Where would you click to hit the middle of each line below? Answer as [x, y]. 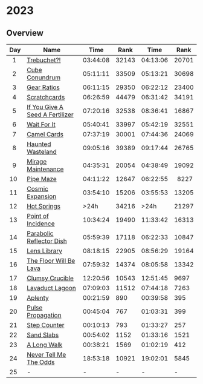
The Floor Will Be [51, 261]
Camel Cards [45, 134]
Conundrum [44, 78]
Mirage [37, 161]
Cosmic [37, 189]
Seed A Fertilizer [50, 114]
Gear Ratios [43, 87]
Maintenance [45, 169]
